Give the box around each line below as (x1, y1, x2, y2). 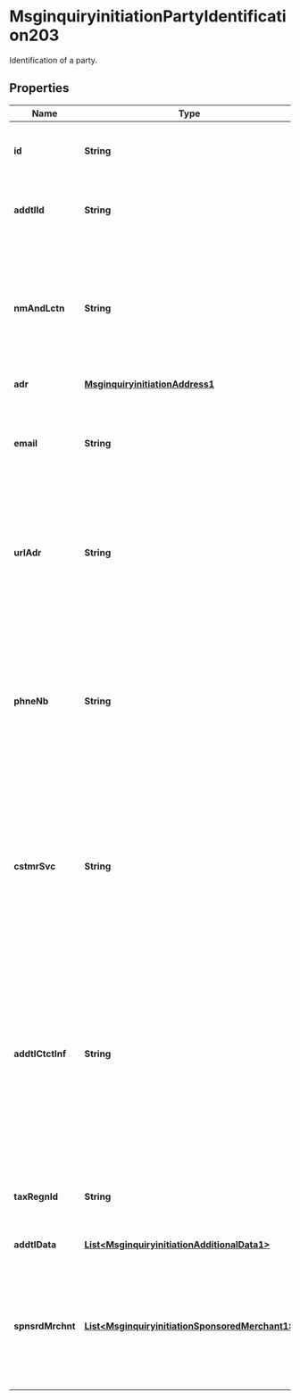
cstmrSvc (13, 860, 56, 872)
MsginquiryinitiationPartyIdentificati (9, 6, 287, 27)
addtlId (13, 204, 45, 216)
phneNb (13, 695, 49, 707)
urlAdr (13, 546, 42, 559)
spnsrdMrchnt (13, 1320, 76, 1332)
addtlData (13, 1238, 56, 1251)
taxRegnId (13, 1190, 58, 1203)
